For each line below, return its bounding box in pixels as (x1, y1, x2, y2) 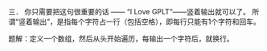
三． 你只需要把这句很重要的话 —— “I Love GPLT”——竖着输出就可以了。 (8, 7, 251, 16)
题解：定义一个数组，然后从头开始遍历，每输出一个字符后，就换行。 (8, 34, 234, 43)
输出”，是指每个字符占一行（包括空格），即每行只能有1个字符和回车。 (32, 17, 261, 26)
